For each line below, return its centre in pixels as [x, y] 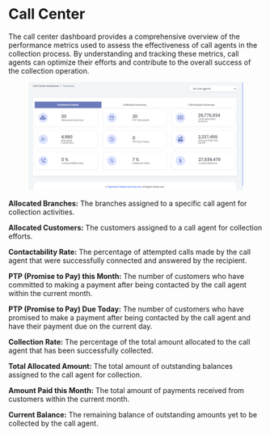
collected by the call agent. [53, 423]
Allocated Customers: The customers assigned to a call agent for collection [135, 227]
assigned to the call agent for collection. [75, 375]
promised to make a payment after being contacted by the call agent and [129, 317]
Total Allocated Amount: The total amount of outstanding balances [120, 366]
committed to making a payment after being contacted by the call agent [127, 285]
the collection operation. [49, 70]
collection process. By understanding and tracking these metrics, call [124, 53]
